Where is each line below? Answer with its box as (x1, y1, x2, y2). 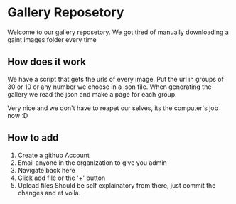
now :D (7, 111, 28, 119)
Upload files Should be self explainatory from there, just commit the (17, 181, 216, 189)
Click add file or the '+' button (17, 173, 106, 182)
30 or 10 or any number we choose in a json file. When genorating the (7, 82, 212, 91)
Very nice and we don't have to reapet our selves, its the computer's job (7, 104, 219, 112)
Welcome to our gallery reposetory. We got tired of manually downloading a (7, 28, 229, 36)
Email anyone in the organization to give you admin (17, 158, 167, 167)
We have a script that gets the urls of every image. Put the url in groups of (7, 75, 224, 83)
